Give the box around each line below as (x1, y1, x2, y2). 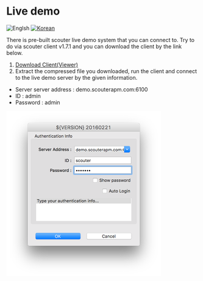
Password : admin (15, 99, 60, 106)
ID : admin (15, 92, 41, 99)
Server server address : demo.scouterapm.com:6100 (15, 85, 148, 93)
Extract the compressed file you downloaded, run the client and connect (15, 67, 197, 74)
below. (6, 49, 23, 56)
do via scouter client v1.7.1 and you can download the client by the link (6, 43, 182, 50)
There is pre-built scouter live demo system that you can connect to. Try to (6, 36, 195, 43)
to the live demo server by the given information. (15, 74, 138, 81)
